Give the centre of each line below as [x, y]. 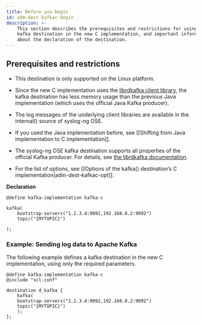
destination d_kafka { [35, 291]
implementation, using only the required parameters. [71, 264]
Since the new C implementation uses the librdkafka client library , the [101, 90]
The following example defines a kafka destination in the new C [85, 257]
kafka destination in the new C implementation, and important [98, 34]
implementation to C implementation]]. [63, 139]
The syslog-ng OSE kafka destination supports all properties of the [98, 150]
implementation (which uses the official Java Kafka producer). [92, 103]
